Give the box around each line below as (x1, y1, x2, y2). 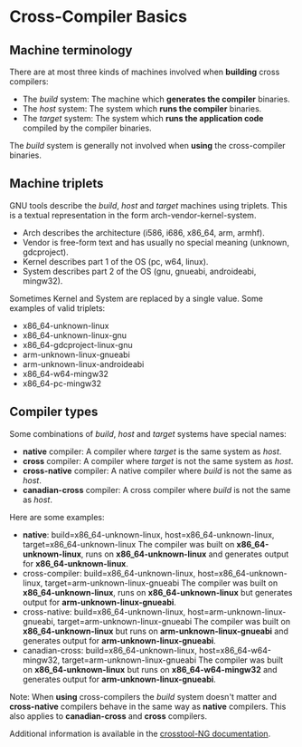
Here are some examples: (9, 511, 106, 522)
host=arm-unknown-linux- (187, 606, 287, 617)
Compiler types (9, 404, 99, 420)
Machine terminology (9, 43, 133, 58)
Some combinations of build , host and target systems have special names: (9, 428, 287, 439)
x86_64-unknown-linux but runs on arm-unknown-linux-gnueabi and (22, 626, 289, 636)
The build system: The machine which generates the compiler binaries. (22, 93, 291, 104)
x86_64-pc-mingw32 (22, 378, 102, 389)
